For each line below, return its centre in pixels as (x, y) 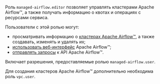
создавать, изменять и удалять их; (49, 42)
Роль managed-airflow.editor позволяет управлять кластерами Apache (80, 7)
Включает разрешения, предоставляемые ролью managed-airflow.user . (80, 62)
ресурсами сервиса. (27, 17)
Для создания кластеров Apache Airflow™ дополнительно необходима (79, 71)
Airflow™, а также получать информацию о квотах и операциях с (73, 12)
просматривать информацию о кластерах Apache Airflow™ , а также (83, 37)
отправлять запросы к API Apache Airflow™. (58, 52)
